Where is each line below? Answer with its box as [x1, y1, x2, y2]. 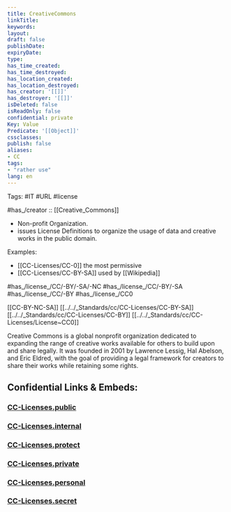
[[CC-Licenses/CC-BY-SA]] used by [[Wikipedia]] [17, 269, 161, 277]
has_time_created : [7, 62, 61, 69]
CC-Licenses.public [7, 402, 77, 412]
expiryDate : [7, 50, 42, 57]
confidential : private [7, 114, 73, 121]
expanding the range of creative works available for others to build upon [7, 339, 215, 347]
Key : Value [7, 120, 39, 128]
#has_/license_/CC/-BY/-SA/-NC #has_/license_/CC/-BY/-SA [7, 282, 183, 290]
